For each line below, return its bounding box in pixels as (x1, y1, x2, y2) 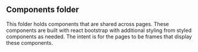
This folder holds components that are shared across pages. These (6, 20, 169, 27)
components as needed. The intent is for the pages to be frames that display (6, 32, 192, 40)
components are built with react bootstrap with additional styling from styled (6, 27, 192, 34)
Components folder (6, 5, 80, 15)
